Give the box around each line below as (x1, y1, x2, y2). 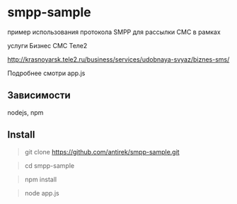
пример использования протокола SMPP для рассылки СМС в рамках (7, 28, 221, 36)
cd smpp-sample (24, 161, 75, 170)
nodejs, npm (7, 108, 44, 117)
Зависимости (7, 89, 71, 101)
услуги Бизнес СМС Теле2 (7, 41, 88, 50)
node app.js (24, 188, 59, 197)
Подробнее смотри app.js (7, 69, 86, 77)
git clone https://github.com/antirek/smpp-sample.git (24, 147, 180, 156)
